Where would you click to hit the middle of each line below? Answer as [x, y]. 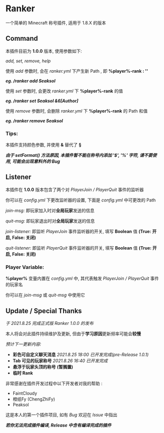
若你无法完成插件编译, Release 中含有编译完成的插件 [59, 425]
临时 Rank [23, 373]
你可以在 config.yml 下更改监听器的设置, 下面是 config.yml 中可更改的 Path [81, 200]
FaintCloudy [25, 393]
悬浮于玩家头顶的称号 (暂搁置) [43, 367]
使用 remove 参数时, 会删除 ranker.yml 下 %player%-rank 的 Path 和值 [77, 111]
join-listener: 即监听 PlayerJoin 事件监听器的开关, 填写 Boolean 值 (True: [78, 231]
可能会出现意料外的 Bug [36, 161]
